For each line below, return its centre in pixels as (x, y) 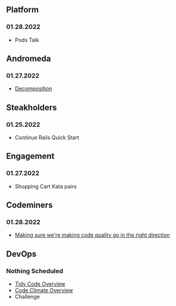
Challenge (27, 297)
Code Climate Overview (44, 290)
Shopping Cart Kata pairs (46, 186)
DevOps (21, 254)
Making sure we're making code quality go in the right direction (92, 235)
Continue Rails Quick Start (47, 137)
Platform (23, 10)
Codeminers (29, 205)
